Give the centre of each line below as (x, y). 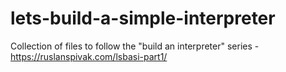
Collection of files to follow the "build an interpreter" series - (135, 46)
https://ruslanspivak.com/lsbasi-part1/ (89, 56)
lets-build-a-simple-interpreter (143, 18)
